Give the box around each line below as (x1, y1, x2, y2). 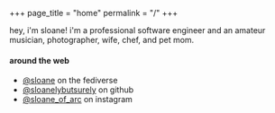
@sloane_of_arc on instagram (22, 94, 133, 105)
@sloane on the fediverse (22, 75, 118, 86)
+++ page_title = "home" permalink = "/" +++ (9, 8, 179, 18)
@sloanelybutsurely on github (22, 84, 134, 95)
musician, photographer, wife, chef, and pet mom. (9, 35, 195, 45)
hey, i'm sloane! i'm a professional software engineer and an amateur (9, 25, 266, 35)
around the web (9, 55, 70, 65)
